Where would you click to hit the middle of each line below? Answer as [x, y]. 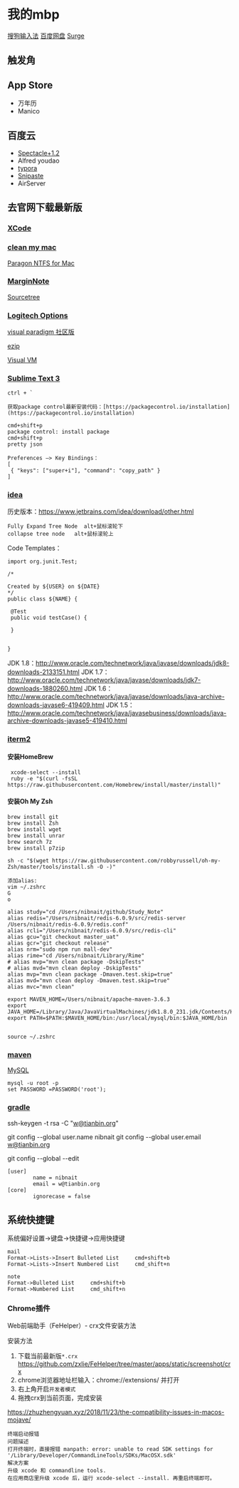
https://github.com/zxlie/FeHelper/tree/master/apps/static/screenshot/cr [124, 1364]
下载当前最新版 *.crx [48, 1355]
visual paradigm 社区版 [41, 332]
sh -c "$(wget [28, 861]
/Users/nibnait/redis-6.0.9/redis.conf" [68, 924]
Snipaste [31, 175]
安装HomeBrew [30, 757]
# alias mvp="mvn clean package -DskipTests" [76, 962]
